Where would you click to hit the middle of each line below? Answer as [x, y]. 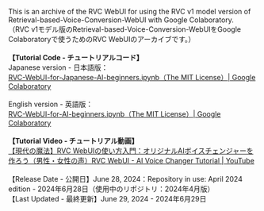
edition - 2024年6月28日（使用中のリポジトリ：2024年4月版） [111, 189]
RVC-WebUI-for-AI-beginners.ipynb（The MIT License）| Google [115, 114]
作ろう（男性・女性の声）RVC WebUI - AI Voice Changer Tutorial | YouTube [132, 161]
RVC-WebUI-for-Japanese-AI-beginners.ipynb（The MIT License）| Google [132, 77]
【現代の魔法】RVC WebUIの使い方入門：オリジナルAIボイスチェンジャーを [131, 151]
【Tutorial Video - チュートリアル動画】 [73, 141]
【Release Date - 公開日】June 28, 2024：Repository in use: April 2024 [126, 179]
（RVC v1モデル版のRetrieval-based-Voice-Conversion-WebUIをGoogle [125, 29]
